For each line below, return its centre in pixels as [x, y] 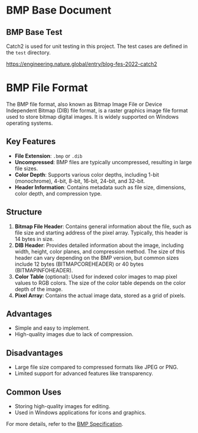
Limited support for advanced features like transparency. [84, 373]
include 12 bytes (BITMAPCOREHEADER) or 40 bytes [79, 264]
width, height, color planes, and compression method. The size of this [100, 251]
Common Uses [34, 392]
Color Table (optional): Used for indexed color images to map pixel [96, 276]
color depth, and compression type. [58, 193]
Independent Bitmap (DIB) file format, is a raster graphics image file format [97, 110]
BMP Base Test [34, 32]
